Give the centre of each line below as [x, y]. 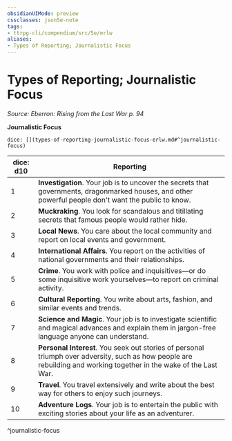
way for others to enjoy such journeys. [100, 393]
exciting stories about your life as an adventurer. [116, 413]
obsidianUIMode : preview [43, 13]
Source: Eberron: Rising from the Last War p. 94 [76, 113]
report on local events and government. [102, 239]
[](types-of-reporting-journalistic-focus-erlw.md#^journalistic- [123, 140]
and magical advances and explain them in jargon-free [127, 328]
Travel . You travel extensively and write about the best [126, 384]
